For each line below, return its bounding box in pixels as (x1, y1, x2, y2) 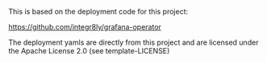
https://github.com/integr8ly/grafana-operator (8, 22, 161, 31)
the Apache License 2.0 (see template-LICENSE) (8, 46, 170, 55)
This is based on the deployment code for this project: (8, 7, 189, 16)
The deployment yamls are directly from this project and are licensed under (8, 37, 259, 47)
